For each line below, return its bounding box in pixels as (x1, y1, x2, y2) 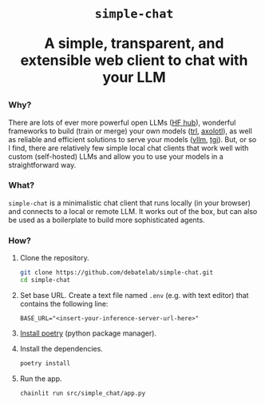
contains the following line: (19, 299, 109, 308)
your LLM (102, 69, 166, 86)
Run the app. (19, 374, 62, 383)
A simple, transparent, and (44, 34, 224, 53)
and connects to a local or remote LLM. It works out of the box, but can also (8, 206, 258, 216)
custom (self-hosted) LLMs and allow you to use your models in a (8, 151, 223, 161)
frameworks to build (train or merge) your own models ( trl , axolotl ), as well (8, 126, 253, 136)
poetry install (19, 359, 71, 367)
